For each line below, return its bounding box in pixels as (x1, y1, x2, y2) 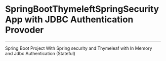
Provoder (5, 25, 44, 35)
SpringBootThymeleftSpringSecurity (5, 3, 159, 15)
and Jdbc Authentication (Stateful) (5, 50, 76, 56)
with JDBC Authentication (24, 14, 133, 25)
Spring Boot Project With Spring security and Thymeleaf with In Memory (5, 45, 152, 51)
